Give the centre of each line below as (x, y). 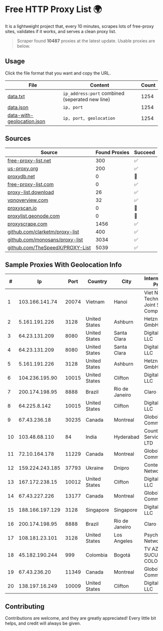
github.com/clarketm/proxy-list (43, 232)
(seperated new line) (87, 99)
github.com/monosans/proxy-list (45, 240)
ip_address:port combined (94, 93)
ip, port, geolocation (89, 118)
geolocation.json (26, 121)
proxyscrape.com (27, 223)
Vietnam (95, 302)
